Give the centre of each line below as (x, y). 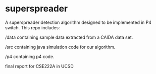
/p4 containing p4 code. (30, 56)
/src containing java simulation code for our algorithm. (60, 47)
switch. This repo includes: (33, 27)
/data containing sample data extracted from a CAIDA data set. (69, 37)
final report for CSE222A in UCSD (39, 66)
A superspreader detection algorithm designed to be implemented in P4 (78, 22)
